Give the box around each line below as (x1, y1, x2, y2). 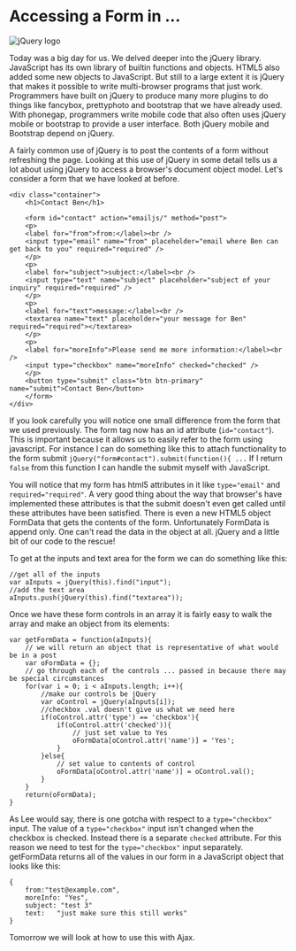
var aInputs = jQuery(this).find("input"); (9, 577, 172, 586)
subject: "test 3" (25, 901, 93, 909)
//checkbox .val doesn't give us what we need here (41, 705, 236, 714)
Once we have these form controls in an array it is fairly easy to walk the (9, 608, 272, 619)
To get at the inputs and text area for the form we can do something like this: (9, 553, 288, 563)
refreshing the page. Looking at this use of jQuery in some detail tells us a (9, 154, 278, 165)
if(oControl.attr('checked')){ (56, 720, 172, 730)
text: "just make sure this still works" (25, 908, 188, 917)
